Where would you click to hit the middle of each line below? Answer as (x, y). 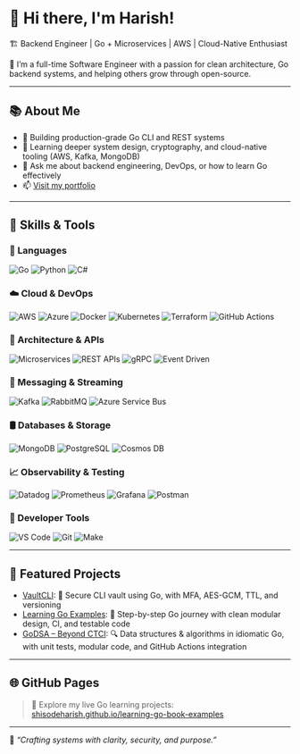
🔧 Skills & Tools (52, 226)
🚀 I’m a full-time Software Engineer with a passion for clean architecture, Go (149, 64)
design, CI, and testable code (76, 624)
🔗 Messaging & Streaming (66, 381)
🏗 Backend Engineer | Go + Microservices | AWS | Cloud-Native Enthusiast (149, 43)
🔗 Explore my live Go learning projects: (102, 704)
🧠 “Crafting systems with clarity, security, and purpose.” (113, 740)
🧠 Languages (38, 251)
